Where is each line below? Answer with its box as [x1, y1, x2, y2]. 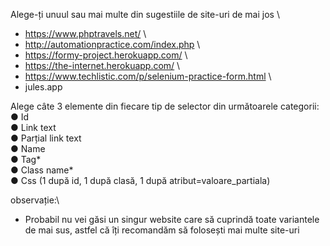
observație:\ [10, 194, 60, 206]
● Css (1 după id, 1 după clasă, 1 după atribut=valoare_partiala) [10, 175, 271, 186]
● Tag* [10, 154, 42, 165]
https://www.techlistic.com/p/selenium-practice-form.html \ [24, 70, 272, 82]
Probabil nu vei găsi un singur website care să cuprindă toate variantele [24, 214, 320, 225]
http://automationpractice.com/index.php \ [24, 39, 201, 50]
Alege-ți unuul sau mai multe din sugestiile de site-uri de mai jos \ [10, 9, 280, 20]
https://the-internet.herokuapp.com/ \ [24, 60, 181, 71]
